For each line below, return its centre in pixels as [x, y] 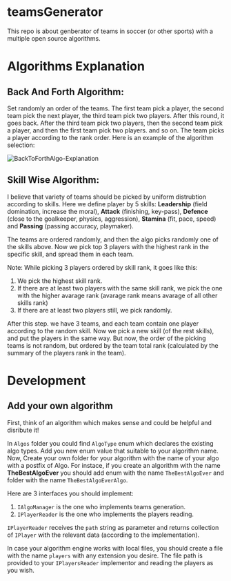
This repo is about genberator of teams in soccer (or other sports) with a [110, 31]
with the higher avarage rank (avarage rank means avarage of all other [117, 295]
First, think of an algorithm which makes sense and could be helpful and [110, 422]
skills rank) [32, 303]
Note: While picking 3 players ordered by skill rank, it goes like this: [102, 267]
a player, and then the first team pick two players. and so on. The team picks [116, 130]
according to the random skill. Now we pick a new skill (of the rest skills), [111, 331]
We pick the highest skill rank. [60, 281]
